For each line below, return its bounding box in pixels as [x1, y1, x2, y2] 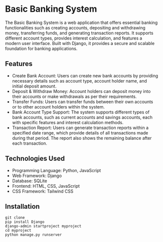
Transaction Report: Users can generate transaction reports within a [12, 125, 149, 131]
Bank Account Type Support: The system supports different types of [12, 109, 150, 115]
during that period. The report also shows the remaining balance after [12, 135, 152, 141]
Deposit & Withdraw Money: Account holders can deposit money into [12, 88, 151, 94]
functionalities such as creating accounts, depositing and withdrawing [5, 24, 146, 30]
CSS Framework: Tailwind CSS [12, 188, 74, 194]
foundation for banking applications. [5, 45, 78, 51]
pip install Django [5, 220, 45, 224]
